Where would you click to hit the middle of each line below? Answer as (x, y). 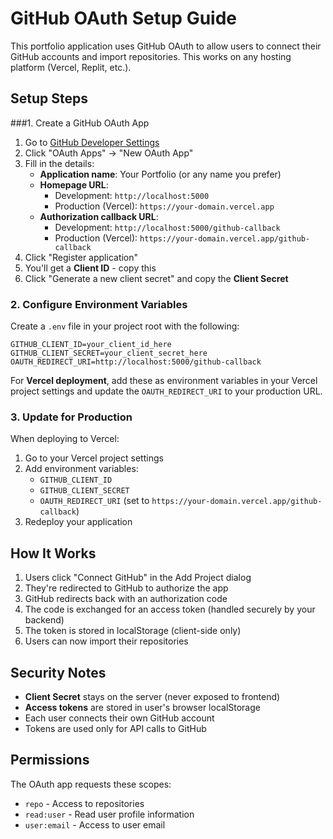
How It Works (53, 553)
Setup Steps (49, 98)
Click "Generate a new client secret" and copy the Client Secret (156, 278)
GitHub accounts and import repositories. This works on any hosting (151, 56)
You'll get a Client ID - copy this (90, 268)
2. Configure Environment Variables (99, 304)
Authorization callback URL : (99, 216)
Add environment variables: (81, 469)
